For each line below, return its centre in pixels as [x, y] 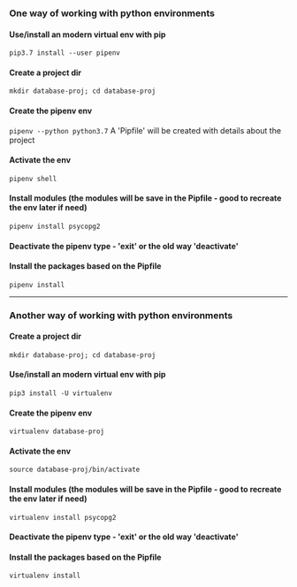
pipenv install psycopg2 [55, 226]
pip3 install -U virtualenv [61, 393]
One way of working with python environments [112, 13]
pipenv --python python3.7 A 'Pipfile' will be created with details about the [145, 130]
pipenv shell [33, 179]
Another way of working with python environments [121, 315]
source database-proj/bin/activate [75, 470]
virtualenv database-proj [57, 431]
